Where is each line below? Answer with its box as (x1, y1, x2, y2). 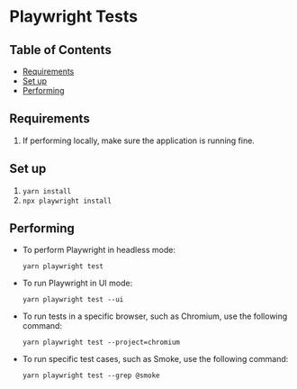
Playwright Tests (9, 6, 138, 27)
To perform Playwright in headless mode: (22, 245, 175, 256)
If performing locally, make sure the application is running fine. (22, 135, 255, 146)
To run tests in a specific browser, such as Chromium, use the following (22, 311, 288, 321)
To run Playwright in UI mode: (22, 277, 133, 289)
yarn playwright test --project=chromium (22, 338, 180, 348)
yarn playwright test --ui (22, 295, 124, 304)
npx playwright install (22, 196, 112, 205)
